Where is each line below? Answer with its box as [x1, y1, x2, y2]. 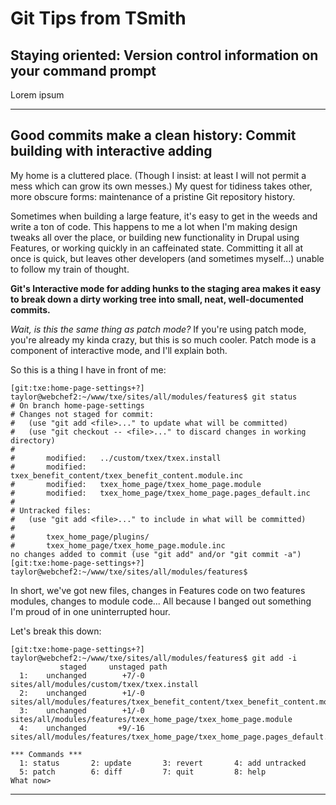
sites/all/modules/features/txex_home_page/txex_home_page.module [10, 714, 293, 724]
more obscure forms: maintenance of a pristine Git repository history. [10, 190, 296, 202]
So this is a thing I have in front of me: [10, 363, 167, 376]
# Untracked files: [10, 505, 92, 516]
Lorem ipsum [10, 89, 65, 101]
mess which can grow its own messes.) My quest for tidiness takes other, [10, 180, 313, 192]
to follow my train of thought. [10, 263, 130, 275]
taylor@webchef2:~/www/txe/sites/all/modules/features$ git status [10, 392, 298, 402]
